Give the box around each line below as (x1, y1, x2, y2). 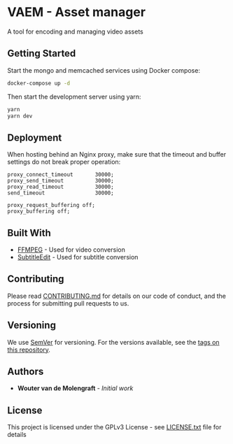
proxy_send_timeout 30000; (7, 178, 114, 185)
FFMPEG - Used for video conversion (17, 245, 126, 254)
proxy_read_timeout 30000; (7, 183, 114, 191)
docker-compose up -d (7, 80, 71, 87)
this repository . (7, 345, 51, 354)
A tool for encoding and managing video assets (7, 27, 143, 36)
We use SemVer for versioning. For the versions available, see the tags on (7, 338, 220, 346)
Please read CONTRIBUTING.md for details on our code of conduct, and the (7, 292, 226, 300)
